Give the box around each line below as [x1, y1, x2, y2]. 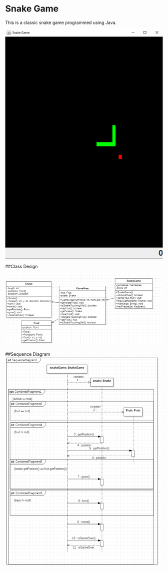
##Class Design [5, 263, 38, 269]
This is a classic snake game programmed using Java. [5, 19, 116, 25]
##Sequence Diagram [5, 351, 50, 357]
